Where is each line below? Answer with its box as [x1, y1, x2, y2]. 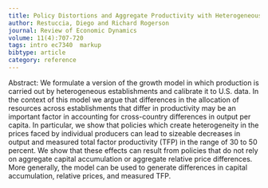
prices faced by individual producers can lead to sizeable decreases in [8, 128, 241, 138]
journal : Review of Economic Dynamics [8, 26, 137, 34]
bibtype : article [8, 49, 66, 57]
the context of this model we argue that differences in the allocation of [8, 95, 239, 104]
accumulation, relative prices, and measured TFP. [8, 170, 171, 180]
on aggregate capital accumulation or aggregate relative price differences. [8, 154, 253, 163]
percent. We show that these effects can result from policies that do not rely [8, 145, 258, 155]
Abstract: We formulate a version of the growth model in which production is [8, 77, 259, 88]
